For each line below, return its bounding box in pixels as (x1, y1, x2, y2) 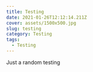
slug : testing (6, 25, 42, 32)
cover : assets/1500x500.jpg (6, 20, 77, 26)
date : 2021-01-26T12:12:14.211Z (6, 14, 87, 20)
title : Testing (6, 8, 44, 15)
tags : (6, 37, 20, 43)
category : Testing (6, 31, 52, 37)
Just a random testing (6, 58, 61, 66)
